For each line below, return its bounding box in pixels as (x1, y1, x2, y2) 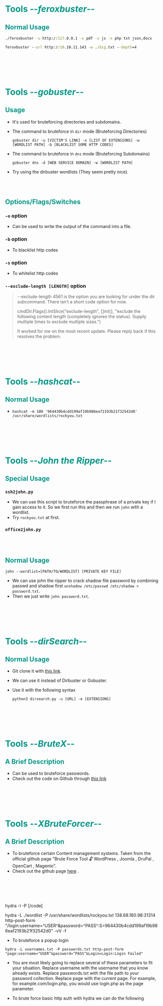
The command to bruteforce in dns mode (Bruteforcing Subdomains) (12, 151, 150, 156)
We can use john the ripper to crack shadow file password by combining (12, 578, 159, 584)
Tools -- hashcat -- (5, 376, 81, 387)
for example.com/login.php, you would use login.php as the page (12, 981, 143, 986)
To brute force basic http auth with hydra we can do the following (12, 995, 144, 1001)
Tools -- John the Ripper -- (5, 455, 112, 466)
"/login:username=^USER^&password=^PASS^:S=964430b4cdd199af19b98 (5, 923, 158, 929)
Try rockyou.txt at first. (12, 515, 60, 521)
